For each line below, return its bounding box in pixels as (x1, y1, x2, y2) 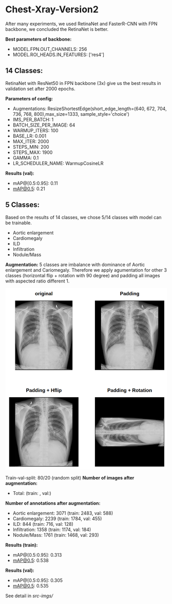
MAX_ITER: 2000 (12, 138, 49, 145)
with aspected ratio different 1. (5, 278, 70, 284)
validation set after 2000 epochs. (5, 85, 75, 92)
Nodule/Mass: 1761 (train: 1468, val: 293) (12, 532, 99, 538)
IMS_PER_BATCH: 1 (12, 116, 54, 122)
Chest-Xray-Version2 (5, 4, 99, 15)
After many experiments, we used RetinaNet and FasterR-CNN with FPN (5, 21, 158, 27)
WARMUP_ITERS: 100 (12, 127, 59, 133)
